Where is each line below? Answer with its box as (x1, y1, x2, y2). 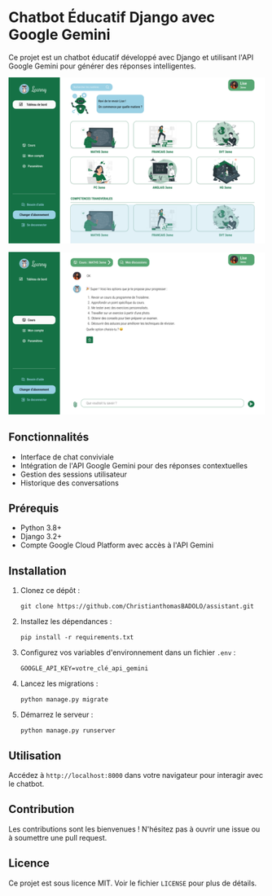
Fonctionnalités (8, 430, 90, 444)
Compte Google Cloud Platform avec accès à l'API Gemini (20, 540, 214, 550)
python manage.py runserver (20, 727, 116, 735)
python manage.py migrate (20, 696, 108, 704)
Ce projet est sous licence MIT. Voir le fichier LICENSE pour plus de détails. (8, 878, 257, 888)
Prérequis (8, 501, 59, 515)
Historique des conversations (20, 477, 120, 488)
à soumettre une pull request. (8, 832, 107, 842)
